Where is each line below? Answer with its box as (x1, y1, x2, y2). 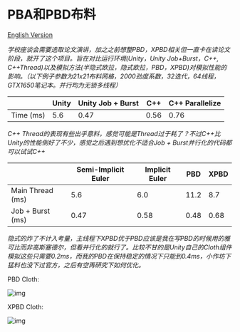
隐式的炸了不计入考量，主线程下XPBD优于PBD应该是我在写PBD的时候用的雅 (7, 234, 231, 242)
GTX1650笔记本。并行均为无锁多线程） (7, 81, 122, 89)
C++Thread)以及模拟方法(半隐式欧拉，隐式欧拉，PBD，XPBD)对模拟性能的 (7, 63, 227, 71)
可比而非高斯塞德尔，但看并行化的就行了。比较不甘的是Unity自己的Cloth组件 (7, 243, 232, 251)
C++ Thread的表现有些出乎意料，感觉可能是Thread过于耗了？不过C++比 (7, 129, 221, 138)
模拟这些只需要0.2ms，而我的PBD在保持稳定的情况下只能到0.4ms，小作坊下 (7, 251, 231, 260)
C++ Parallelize (168, 98, 221, 108)
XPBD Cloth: (7, 302, 44, 311)
